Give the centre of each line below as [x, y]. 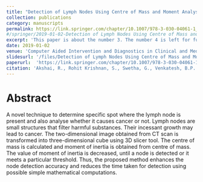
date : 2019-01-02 [28, 46]
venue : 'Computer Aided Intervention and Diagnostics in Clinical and [97, 51]
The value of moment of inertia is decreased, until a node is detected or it [98, 153]
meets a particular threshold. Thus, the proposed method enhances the [95, 160]
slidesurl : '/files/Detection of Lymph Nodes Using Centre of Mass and [98, 57]
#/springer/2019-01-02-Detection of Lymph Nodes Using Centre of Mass [97, 34]
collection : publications [39, 18]
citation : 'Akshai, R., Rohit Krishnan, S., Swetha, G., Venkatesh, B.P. [101, 68]
